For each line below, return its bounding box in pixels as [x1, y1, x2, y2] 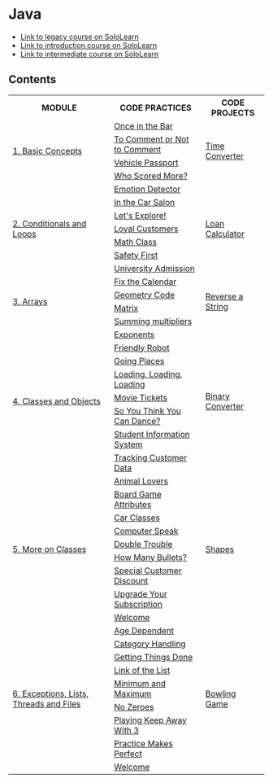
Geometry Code [113, 289, 175, 300]
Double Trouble [113, 538, 173, 549]
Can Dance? [113, 415, 161, 426]
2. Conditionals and [12, 217, 87, 229]
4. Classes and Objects [12, 396, 101, 407]
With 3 [113, 724, 140, 736]
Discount [113, 575, 149, 586]
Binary [205, 390, 230, 401]
